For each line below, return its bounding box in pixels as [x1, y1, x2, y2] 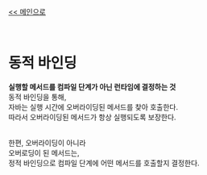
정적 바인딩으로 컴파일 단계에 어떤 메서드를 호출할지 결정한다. [8, 158, 200, 168]
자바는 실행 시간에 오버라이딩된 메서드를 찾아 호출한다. [8, 102, 179, 111]
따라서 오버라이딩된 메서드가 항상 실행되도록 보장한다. [8, 112, 176, 122]
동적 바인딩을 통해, [8, 92, 67, 102]
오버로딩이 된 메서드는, [8, 148, 80, 157]
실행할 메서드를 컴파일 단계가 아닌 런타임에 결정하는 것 [8, 81, 176, 91]
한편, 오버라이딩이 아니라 [8, 138, 86, 148]
